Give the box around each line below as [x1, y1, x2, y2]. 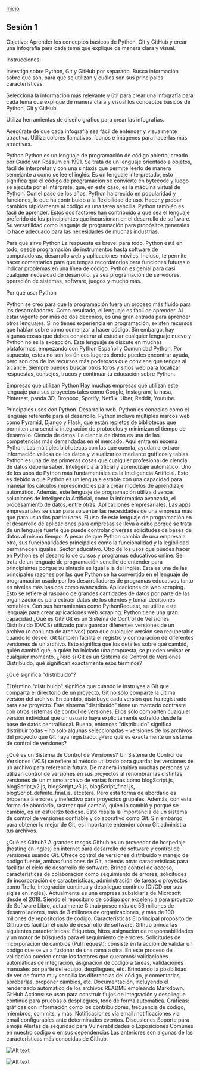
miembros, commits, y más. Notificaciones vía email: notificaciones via [6, 1010, 180, 1017]
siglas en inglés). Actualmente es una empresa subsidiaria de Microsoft [6, 889, 182, 896]
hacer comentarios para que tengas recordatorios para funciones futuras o [6, 258, 190, 265]
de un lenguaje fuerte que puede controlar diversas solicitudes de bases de [6, 526, 192, 533]
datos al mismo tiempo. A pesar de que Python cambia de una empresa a [6, 533, 186, 540]
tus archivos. [6, 827, 38, 834]
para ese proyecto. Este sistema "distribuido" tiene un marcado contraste [6, 701, 186, 708]
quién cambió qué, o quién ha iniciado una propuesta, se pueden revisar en [6, 646, 192, 654]
